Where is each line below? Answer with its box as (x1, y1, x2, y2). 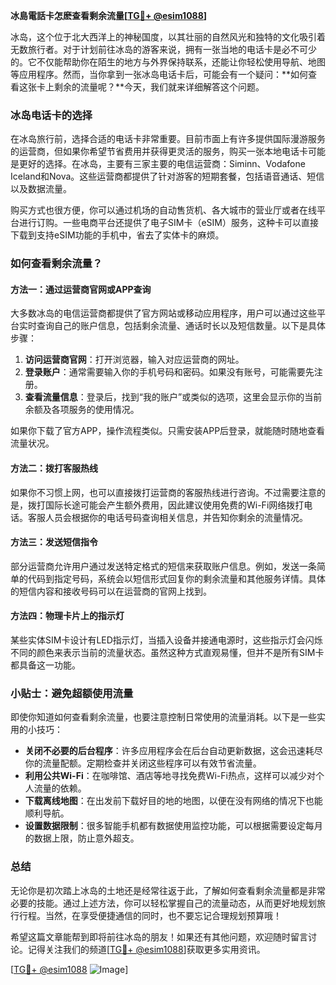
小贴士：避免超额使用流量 (10, 686, 134, 700)
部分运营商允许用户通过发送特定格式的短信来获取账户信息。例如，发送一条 (10, 560, 317, 572)
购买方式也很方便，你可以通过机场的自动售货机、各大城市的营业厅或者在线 (10, 204, 317, 216)
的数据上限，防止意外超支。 (24, 832, 140, 844)
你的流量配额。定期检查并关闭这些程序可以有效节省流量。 (24, 757, 262, 769)
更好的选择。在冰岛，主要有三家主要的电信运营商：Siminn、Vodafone (18, 158, 306, 170)
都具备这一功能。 (10, 659, 81, 671)
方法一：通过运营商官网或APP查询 (10, 283, 152, 295)
